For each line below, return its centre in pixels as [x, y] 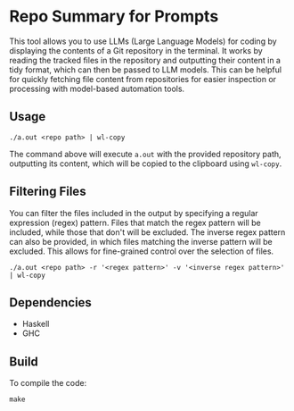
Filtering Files [48, 192]
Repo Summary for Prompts [114, 17]
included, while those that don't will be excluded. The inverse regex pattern [147, 232]
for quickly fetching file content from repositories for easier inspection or [143, 79]
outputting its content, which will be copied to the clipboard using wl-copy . [146, 164]
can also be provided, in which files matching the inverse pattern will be [141, 241]
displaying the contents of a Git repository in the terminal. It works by [136, 50]
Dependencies [50, 302]
